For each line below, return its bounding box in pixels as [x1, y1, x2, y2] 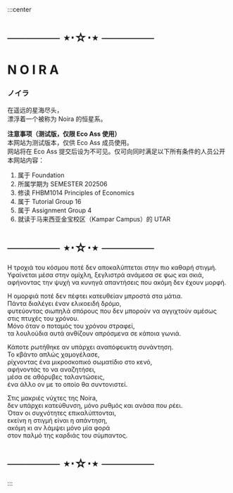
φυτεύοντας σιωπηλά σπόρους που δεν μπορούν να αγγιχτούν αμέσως [7, 307, 217, 315]
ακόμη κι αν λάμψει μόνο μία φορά [7, 423, 111, 432]
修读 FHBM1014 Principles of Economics [17, 188, 135, 197]
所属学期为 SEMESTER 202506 [17, 179, 108, 188]
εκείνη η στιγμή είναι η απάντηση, [7, 416, 108, 424]
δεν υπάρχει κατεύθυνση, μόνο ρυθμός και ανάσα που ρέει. [7, 401, 183, 409]
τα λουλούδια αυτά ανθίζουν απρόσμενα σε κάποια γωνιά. [7, 329, 182, 338]
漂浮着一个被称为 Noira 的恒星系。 [7, 115, 107, 123]
